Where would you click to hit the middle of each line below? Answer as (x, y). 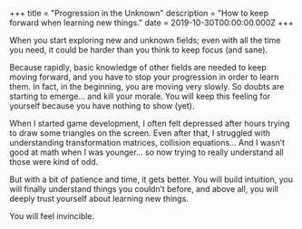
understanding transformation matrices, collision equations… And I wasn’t (147, 143)
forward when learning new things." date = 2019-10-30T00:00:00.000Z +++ (152, 23)
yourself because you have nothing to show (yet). (102, 106)
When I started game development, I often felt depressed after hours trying (150, 123)
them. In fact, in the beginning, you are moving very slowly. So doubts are (147, 86)
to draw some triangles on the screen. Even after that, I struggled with (140, 133)
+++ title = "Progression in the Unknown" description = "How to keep (139, 13)
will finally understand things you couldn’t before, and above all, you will (144, 189)
